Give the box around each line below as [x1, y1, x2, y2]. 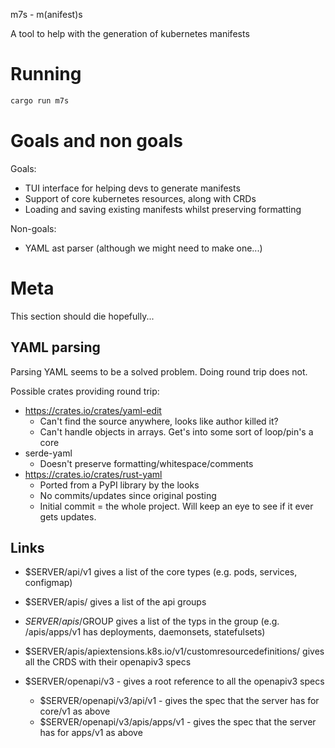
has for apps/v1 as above [39, 727, 143, 739]
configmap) [24, 577, 73, 589]
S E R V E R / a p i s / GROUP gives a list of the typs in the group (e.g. [24, 615, 280, 628]
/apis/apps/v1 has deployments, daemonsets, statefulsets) [24, 626, 266, 638]
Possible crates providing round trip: [10, 385, 160, 397]
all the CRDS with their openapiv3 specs [24, 656, 192, 668]
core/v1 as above [39, 705, 111, 718]
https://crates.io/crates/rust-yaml [24, 468, 163, 480]
